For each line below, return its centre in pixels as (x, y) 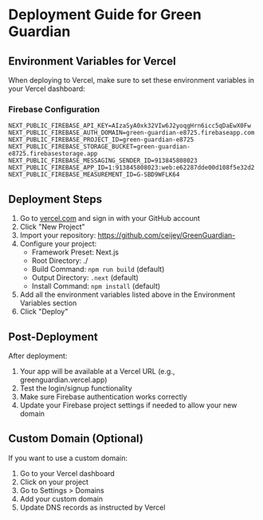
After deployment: (38, 356)
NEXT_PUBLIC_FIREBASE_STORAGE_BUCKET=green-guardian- (100, 147)
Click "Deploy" (44, 312)
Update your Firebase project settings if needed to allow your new (128, 405)
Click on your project (54, 482)
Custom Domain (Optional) (76, 439)
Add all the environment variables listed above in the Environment (128, 295)
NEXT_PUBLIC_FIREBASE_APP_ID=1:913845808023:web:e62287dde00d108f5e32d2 (131, 168)
